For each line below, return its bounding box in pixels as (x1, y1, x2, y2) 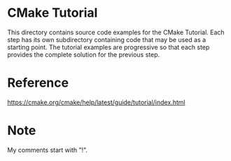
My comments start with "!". (7, 146, 88, 154)
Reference (7, 75, 69, 91)
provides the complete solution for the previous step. (7, 50, 160, 59)
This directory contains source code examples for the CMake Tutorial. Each (7, 28, 225, 36)
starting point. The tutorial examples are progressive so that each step (7, 43, 210, 51)
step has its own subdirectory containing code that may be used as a (7, 35, 206, 43)
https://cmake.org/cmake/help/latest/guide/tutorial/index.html (7, 98, 185, 106)
